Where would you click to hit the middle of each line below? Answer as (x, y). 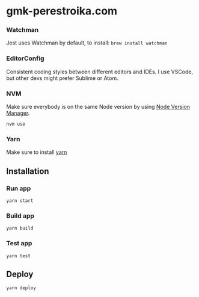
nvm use (16, 124)
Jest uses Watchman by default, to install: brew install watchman (87, 43)
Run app (19, 188)
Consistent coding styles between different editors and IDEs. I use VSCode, (100, 72)
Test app (19, 243)
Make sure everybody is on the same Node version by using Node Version (98, 107)
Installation (28, 171)
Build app (20, 216)
